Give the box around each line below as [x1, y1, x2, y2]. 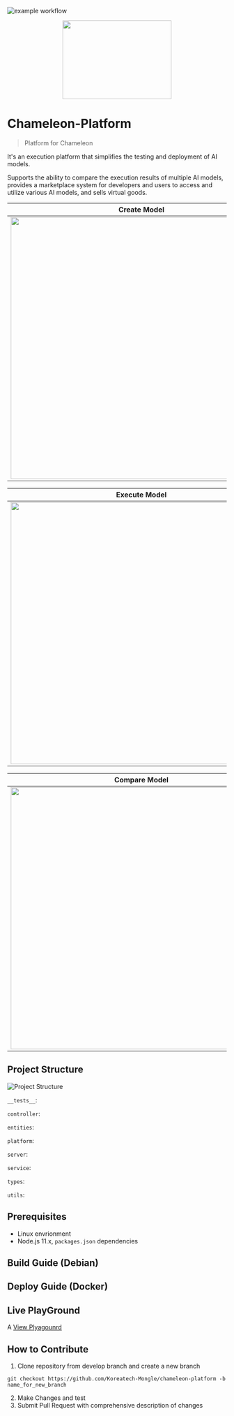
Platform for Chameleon [24, 138, 93, 147]
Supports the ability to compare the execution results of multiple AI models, [7, 173, 224, 182]
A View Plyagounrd [7, 1323, 63, 1331]
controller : [7, 1109, 40, 1118]
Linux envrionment [17, 1229, 72, 1238]
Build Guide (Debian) [7, 1257, 99, 1269]
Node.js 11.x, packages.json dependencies [17, 1236, 138, 1245]
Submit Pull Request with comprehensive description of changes [17, 1401, 203, 1409]
